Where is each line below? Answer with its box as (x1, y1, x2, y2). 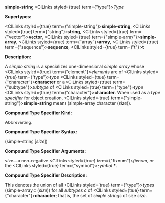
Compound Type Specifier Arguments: (5, 148, 86, 154)
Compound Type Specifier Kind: (5, 110, 72, 116)
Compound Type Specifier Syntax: (5, 129, 77, 135)
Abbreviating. (5, 120, 33, 125)
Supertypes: (5, 14, 32, 19)
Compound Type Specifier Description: (5, 172, 87, 178)
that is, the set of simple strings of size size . (58, 193, 147, 198)
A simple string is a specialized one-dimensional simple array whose (5, 64, 144, 69)
